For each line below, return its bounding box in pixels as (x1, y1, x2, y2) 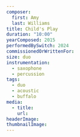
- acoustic (12, 88, 39, 94)
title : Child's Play (6, 25, 59, 32)
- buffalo (12, 93, 36, 99)
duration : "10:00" (6, 32, 53, 38)
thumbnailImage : (6, 122, 47, 128)
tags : (6, 76, 20, 82)
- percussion (12, 71, 45, 77)
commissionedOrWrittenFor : (6, 48, 75, 55)
